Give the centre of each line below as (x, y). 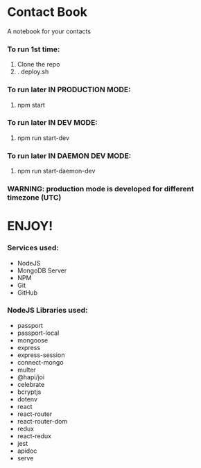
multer (26, 370)
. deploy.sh (33, 72)
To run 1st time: (34, 49)
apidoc (27, 451)
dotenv (27, 399)
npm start (31, 105)
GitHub (27, 293)
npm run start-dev (43, 138)
